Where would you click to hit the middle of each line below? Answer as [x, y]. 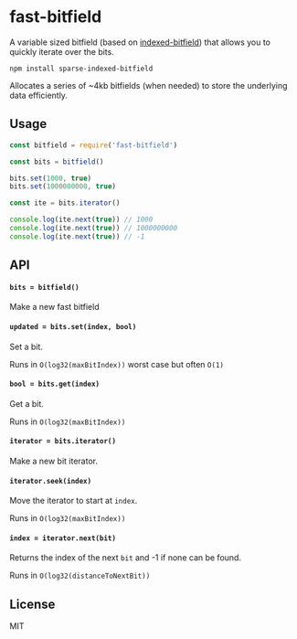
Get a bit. [27, 403]
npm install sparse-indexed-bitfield [81, 69]
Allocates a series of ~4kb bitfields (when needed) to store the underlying [148, 85]
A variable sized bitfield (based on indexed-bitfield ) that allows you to [140, 42]
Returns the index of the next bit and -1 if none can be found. [126, 558]
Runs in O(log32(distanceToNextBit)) [80, 575]
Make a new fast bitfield [54, 307]
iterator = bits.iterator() [63, 442]
